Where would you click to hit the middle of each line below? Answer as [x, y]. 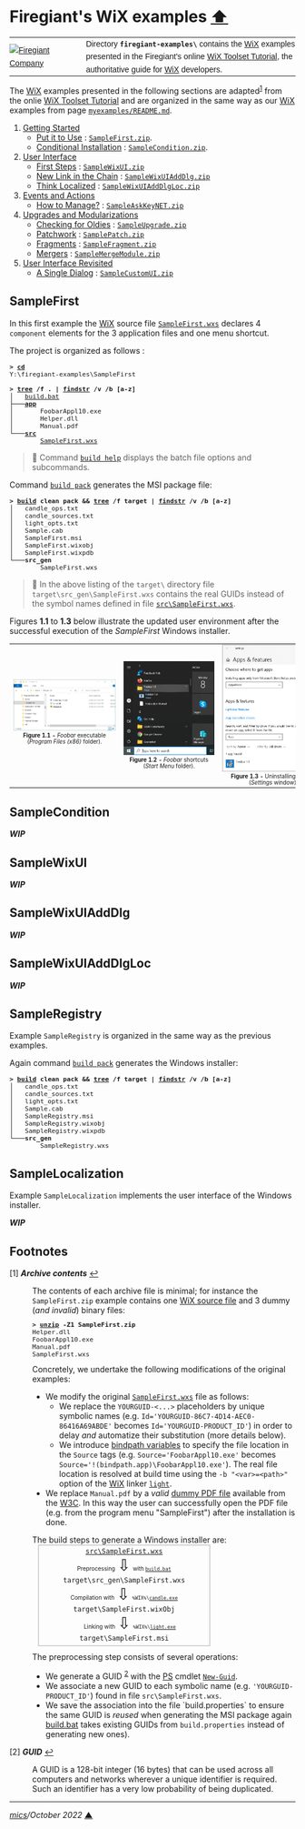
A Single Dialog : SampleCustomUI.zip [105, 272]
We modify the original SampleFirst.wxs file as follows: [147, 1397]
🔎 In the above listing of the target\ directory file [123, 584]
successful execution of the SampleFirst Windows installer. [120, 630]
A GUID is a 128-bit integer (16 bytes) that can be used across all [153, 1770]
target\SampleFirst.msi [124, 1639]
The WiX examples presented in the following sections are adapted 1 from [146, 90]
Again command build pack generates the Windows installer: [124, 1063]
